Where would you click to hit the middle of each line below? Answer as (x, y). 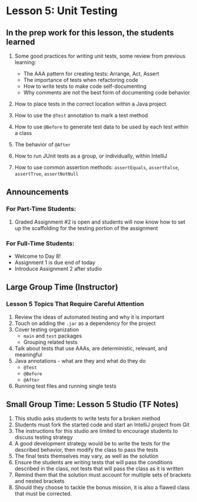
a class (23, 133)
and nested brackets (39, 481)
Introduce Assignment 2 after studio (58, 268)
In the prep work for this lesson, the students (90, 33)
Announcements (37, 192)
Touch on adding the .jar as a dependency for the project (85, 323)
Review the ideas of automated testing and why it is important (89, 317)
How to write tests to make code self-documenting (85, 86)
